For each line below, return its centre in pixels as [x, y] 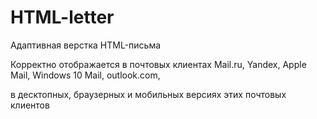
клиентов [30, 105]
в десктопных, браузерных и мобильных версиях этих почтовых [148, 94]
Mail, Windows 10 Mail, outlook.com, [85, 75]
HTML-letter [62, 17]
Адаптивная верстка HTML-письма [86, 45]
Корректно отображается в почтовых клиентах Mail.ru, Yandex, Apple [158, 64]
